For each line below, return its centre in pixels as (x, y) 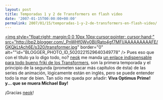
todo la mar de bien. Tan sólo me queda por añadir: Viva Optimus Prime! (78, 78)
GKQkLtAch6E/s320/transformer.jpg (41, 47)
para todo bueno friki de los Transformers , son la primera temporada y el (78, 63)
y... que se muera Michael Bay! (37, 83)
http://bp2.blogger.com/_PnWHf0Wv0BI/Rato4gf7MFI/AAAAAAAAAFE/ (87, 42)
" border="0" (90, 47)
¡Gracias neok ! (19, 93)
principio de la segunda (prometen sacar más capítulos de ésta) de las (75, 68)
